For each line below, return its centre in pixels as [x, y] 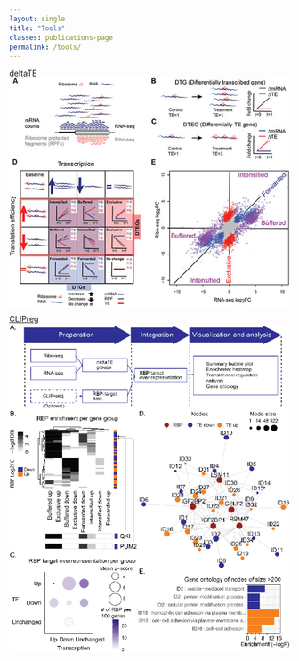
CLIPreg [24, 318]
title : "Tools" [37, 28]
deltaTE [23, 73]
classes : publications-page [61, 37]
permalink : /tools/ [45, 47]
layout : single [37, 19]
